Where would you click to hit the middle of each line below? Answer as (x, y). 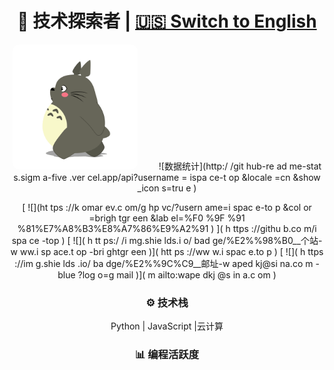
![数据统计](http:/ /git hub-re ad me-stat (240, 166)
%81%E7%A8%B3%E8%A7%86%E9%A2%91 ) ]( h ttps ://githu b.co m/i (167, 228)
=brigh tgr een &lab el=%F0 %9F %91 (167, 218)
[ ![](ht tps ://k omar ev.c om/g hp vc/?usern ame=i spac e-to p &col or (167, 207)
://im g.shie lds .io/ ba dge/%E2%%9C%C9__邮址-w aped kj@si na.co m (164, 263)
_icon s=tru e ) (167, 188)
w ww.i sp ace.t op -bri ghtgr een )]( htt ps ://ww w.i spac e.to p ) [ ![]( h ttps (167, 251)
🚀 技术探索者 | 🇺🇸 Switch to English (167, 21)
